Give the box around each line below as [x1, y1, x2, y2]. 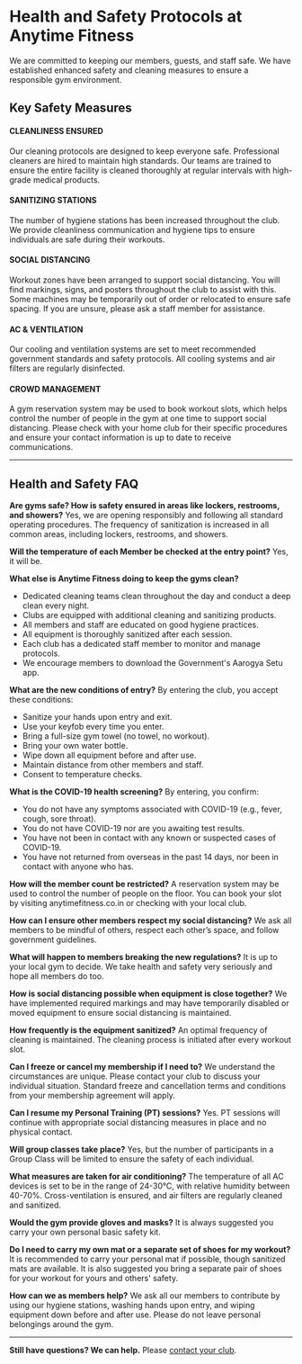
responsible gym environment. [9, 74, 122, 85]
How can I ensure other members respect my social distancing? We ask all [9, 915, 292, 926]
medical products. [32, 174, 101, 185]
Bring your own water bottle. [22, 740, 129, 751]
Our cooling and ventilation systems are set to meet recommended [9, 344, 256, 354]
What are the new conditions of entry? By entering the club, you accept [9, 685, 279, 695]
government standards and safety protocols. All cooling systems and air [9, 354, 276, 364]
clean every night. [22, 600, 90, 611]
